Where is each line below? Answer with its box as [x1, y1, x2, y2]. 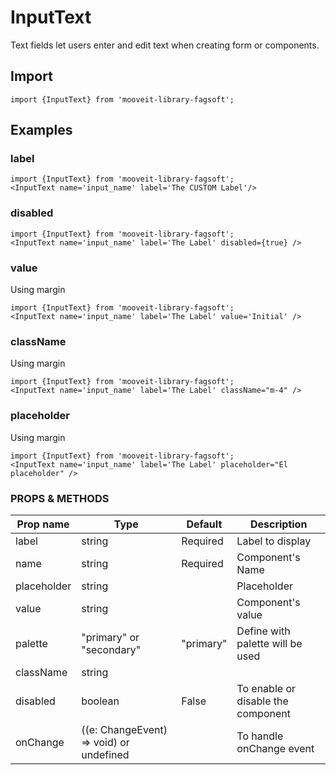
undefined [81, 747, 130, 761]
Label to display [236, 534, 312, 548]
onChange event [236, 741, 315, 755]
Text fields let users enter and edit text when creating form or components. [10, 39, 320, 51]
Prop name [16, 517, 70, 531]
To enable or [236, 681, 297, 695]
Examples [10, 122, 73, 139]
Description [249, 517, 308, 531]
